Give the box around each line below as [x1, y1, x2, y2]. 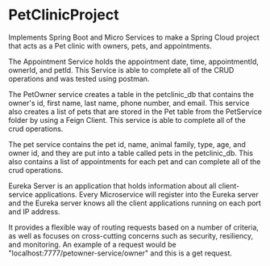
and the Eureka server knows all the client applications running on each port [8, 198, 262, 208]
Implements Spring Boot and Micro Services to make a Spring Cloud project [8, 32, 260, 42]
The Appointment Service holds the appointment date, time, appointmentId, [8, 57, 260, 66]
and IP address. [8, 206, 60, 216]
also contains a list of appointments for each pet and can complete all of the [8, 156, 261, 167]
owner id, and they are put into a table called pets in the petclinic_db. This [8, 148, 254, 158]
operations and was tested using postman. [8, 74, 150, 83]
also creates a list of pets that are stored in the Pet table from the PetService [8, 107, 262, 116]
